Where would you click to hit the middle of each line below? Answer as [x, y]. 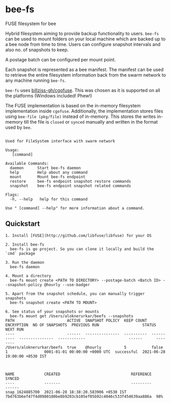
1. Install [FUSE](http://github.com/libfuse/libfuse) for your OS [79, 235]
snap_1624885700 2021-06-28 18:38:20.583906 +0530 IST [66, 392]
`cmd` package [20, 253]
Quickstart [23, 224]
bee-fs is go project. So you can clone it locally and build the [82, 249]
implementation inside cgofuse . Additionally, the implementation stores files [84, 111]
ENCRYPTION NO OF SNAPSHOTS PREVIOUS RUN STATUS [81, 325]
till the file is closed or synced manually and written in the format [91, 122]
